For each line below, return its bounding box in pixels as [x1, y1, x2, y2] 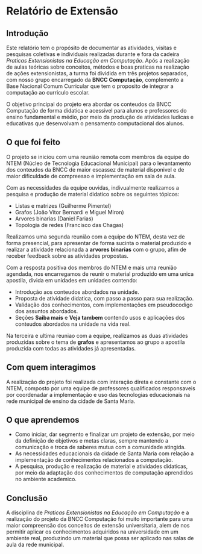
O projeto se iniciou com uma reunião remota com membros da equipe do [6, 153, 190, 160]
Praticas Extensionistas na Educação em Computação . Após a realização [6, 57, 190, 64]
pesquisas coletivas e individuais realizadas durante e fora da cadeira [6, 51, 180, 58]
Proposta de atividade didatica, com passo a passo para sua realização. [14, 294, 194, 302]
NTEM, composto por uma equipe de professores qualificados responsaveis [6, 384, 196, 392]
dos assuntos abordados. [14, 307, 78, 314]
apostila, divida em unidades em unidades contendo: [6, 276, 137, 284]
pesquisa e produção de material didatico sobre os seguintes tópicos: [6, 190, 180, 198]
